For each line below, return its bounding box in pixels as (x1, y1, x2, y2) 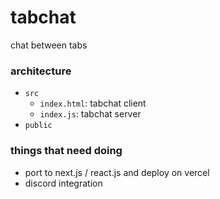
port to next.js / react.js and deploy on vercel (24, 166, 210, 178)
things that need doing (10, 144, 123, 158)
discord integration (24, 177, 103, 189)
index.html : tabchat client (39, 97, 147, 110)
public (24, 121, 53, 131)
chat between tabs (10, 39, 88, 51)
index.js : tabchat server (39, 108, 142, 120)
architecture (10, 64, 72, 78)
